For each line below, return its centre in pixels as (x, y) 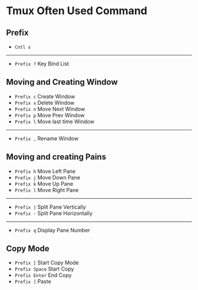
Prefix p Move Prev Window (49, 115)
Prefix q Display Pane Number (52, 230)
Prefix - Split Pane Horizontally (54, 213)
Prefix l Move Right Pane (47, 190)
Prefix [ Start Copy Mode (47, 263)
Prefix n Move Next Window (50, 109)
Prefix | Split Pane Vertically (50, 207)
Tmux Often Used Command (77, 11)
